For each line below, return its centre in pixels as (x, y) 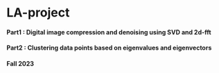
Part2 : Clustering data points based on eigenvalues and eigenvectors (109, 48)
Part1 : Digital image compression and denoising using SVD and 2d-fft (109, 32)
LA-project (38, 13)
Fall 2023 (20, 63)
